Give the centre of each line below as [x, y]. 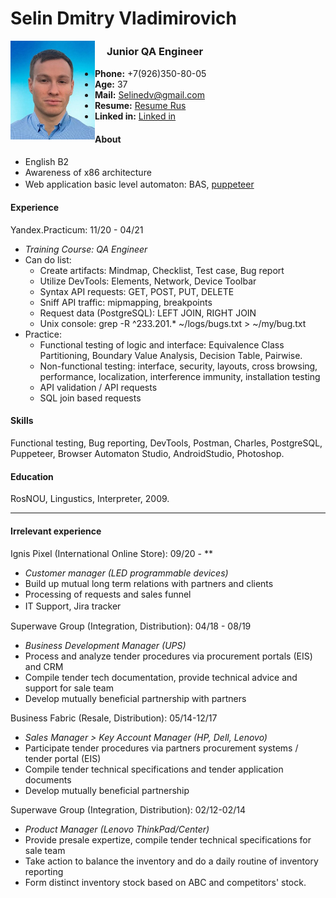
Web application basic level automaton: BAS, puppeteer [139, 184]
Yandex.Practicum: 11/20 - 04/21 [77, 229]
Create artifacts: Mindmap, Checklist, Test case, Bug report [162, 270]
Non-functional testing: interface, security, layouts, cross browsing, [178, 366]
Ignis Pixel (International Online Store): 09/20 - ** [112, 553]
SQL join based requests [90, 398]
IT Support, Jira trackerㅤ [77, 606]
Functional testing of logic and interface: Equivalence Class [162, 344]
